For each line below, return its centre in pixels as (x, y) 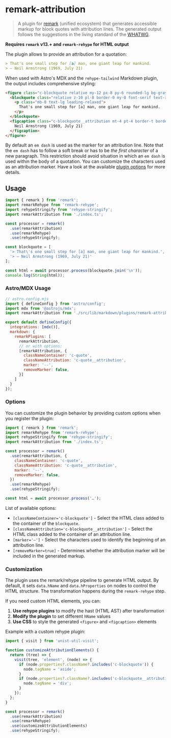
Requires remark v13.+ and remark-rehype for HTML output (67, 44)
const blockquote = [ (28, 247)
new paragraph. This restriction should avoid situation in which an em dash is (85, 156)
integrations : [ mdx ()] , (35, 327)
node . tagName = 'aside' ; (50, 669)
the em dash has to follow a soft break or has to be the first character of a (82, 151)
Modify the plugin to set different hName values (62, 617)
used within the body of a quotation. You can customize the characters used (85, 161)
